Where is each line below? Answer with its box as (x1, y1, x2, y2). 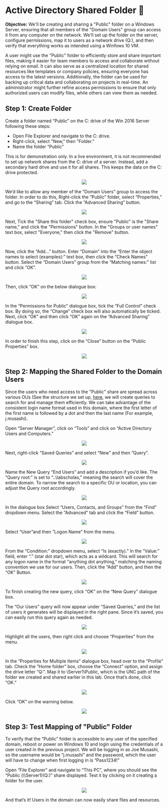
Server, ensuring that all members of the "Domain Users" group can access (5, 26, 161, 32)
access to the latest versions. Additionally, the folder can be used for (5, 74, 147, 80)
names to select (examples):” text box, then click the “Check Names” (5, 254, 148, 260)
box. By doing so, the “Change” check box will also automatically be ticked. (5, 308, 161, 314)
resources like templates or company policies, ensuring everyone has (5, 68, 149, 75)
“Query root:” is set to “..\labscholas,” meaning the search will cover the (5, 474, 153, 480)
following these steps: (5, 123, 51, 129)
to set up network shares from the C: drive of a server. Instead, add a (5, 159, 148, 165)
